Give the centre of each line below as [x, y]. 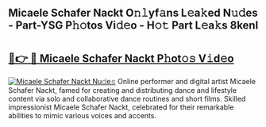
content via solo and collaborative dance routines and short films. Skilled [127, 99]
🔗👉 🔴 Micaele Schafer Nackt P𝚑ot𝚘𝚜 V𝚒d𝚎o [121, 58]
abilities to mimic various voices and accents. [83, 115]
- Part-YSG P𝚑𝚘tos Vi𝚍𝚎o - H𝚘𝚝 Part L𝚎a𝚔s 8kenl [133, 26]
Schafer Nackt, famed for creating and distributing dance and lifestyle [122, 90]
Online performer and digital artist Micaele [187, 81]
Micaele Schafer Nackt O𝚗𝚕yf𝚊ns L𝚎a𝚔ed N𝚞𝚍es [133, 13]
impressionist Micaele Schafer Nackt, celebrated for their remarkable [121, 107]
